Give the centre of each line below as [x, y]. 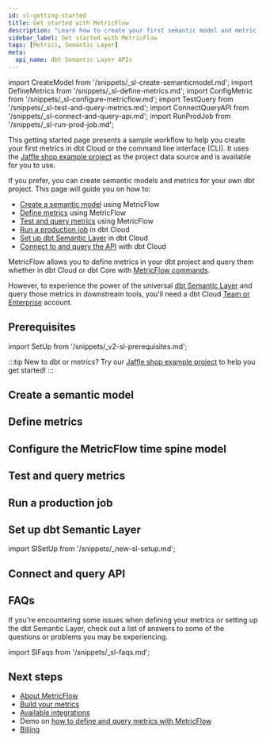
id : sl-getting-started [47, 15]
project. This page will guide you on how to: [80, 189]
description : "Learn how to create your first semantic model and [120, 30]
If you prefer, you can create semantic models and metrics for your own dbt [131, 180]
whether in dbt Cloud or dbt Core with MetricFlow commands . [109, 270]
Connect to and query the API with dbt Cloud [93, 246]
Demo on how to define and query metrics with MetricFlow [116, 721]
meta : [17, 52]
